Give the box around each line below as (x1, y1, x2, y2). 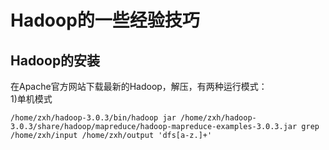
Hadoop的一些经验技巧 (10, 9, 200, 32)
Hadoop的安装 (10, 52, 101, 69)
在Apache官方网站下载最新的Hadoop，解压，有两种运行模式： (10, 81, 268, 92)
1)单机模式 (10, 93, 53, 105)
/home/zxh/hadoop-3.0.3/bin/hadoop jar (10, 113, 177, 123)
